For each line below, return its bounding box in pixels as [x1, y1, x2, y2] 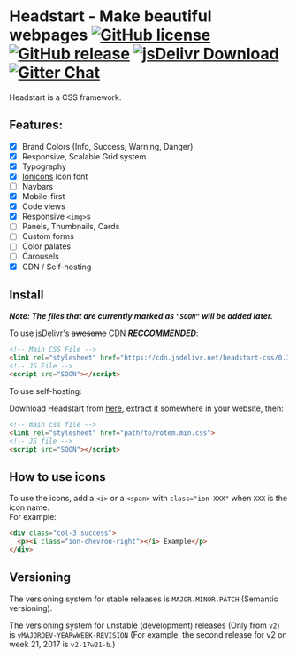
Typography [21, 161, 67, 172]
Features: [9, 118, 64, 133]
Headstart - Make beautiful [9, 6, 212, 27]
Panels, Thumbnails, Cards [21, 221, 120, 232]
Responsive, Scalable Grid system [21, 151, 147, 161]
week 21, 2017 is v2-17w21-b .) [9, 639, 116, 649]
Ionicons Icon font [21, 171, 88, 182]
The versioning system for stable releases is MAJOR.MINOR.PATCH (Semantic [9, 593, 278, 604]
